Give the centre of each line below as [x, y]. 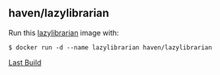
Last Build [25, 62]
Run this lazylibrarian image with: [64, 32]
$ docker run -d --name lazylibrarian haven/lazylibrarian [110, 48]
